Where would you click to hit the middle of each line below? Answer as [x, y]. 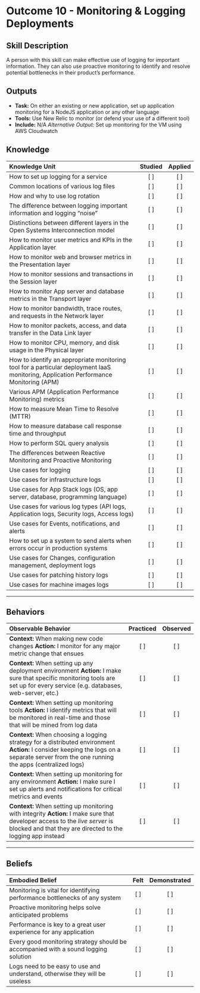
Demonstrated [170, 880]
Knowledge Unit [32, 166]
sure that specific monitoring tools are [62, 678]
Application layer [33, 247]
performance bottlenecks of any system [65, 898]
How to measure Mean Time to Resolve [64, 409]
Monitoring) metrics [37, 399]
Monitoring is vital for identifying [54, 891]
